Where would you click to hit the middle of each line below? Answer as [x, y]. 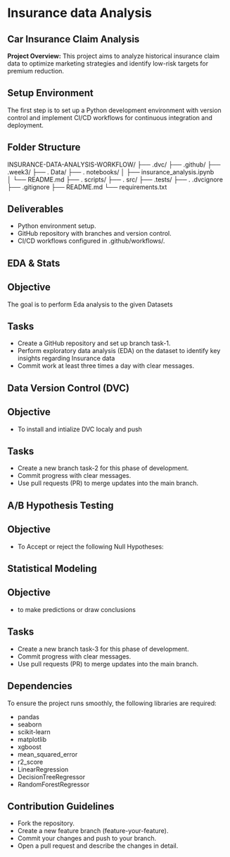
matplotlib [32, 739]
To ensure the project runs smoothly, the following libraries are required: [112, 703]
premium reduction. [36, 71]
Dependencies [40, 686]
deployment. [25, 125]
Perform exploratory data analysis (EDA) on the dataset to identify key [119, 351]
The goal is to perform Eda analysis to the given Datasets [90, 304]
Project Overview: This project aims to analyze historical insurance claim [114, 56]
